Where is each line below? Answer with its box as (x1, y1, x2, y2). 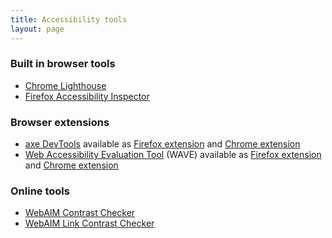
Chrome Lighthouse (24, 79, 107, 91)
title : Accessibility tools (10, 14, 128, 25)
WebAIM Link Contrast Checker (24, 217, 155, 230)
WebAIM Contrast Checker (24, 207, 136, 219)
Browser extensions (10, 115, 110, 129)
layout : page (10, 24, 65, 34)
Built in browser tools (10, 57, 116, 71)
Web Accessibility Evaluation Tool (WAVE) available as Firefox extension (24, 149, 322, 161)
